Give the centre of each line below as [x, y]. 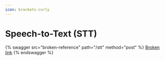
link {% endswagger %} [29, 52]
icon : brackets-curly [27, 10]
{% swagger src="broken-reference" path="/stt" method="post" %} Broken [82, 47]
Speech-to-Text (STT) [51, 33]
